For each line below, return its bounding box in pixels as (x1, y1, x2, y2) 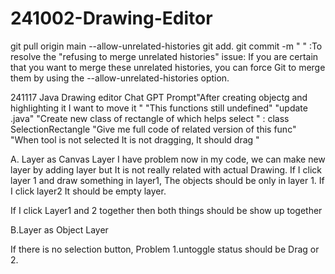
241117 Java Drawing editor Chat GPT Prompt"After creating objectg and (10, 91, 308, 103)
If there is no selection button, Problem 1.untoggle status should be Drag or (10, 243, 320, 255)
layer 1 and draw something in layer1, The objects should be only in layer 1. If (10, 174, 325, 186)
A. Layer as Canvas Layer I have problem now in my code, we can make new (10, 153, 326, 165)
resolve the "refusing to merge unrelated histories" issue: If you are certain (10, 50, 319, 62)
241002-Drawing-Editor (10, 7, 213, 30)
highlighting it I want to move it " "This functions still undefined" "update (10, 102, 308, 114)
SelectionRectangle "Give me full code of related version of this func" (10, 123, 297, 135)
